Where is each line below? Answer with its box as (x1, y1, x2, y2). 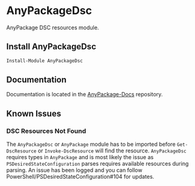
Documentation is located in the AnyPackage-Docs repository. (6, 91, 163, 98)
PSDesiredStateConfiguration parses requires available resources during (6, 160, 189, 168)
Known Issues (6, 108, 62, 119)
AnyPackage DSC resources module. (6, 24, 99, 31)
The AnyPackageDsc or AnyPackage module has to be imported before (6, 141, 175, 148)
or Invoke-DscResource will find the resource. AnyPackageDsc (37, 147, 187, 154)
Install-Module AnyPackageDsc (6, 57, 83, 64)
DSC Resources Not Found (6, 126, 87, 135)
